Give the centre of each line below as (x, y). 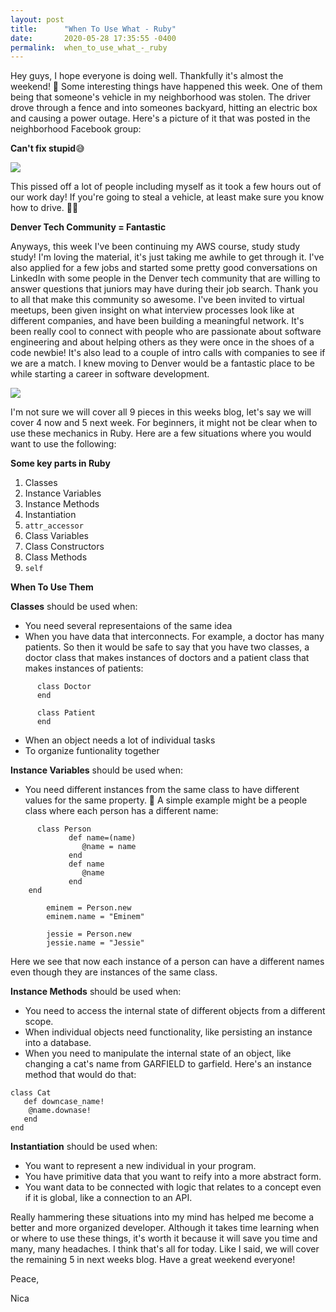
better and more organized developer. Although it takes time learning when (165, 1228)
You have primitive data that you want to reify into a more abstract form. (173, 1177)
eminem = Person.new (89, 908)
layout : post (37, 19)
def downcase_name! (64, 1102)
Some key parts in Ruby (60, 463)
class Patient (66, 713)
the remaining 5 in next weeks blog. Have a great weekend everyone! (153, 1260)
